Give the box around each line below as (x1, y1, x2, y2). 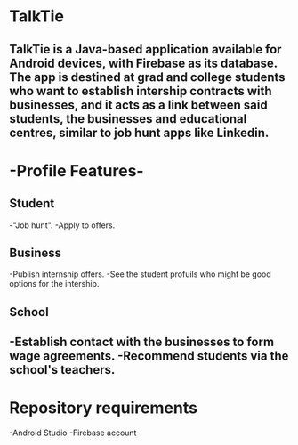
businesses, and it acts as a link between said (9, 97, 269, 112)
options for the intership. (9, 279, 100, 289)
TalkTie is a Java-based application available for (9, 42, 282, 57)
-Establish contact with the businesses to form (9, 335, 274, 350)
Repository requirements (9, 398, 198, 418)
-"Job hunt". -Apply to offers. (9, 220, 116, 231)
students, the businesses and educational (9, 111, 247, 126)
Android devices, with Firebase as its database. (9, 55, 278, 70)
